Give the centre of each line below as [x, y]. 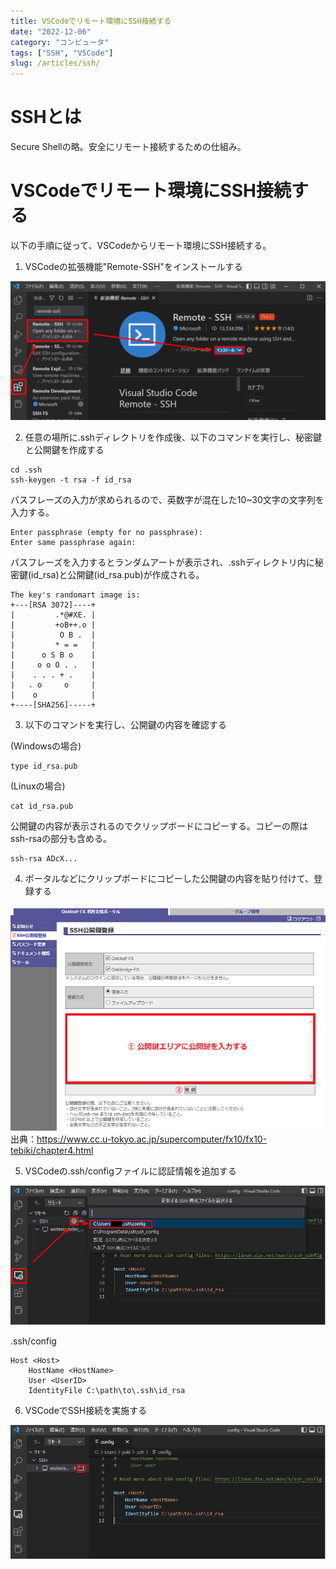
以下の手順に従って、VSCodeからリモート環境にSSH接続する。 [141, 245]
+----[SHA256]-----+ [53, 705]
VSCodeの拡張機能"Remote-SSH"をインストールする [133, 266]
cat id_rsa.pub [42, 806]
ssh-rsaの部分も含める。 [61, 839]
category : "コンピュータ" [60, 42]
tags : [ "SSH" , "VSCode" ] [62, 53]
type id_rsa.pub [44, 766]
